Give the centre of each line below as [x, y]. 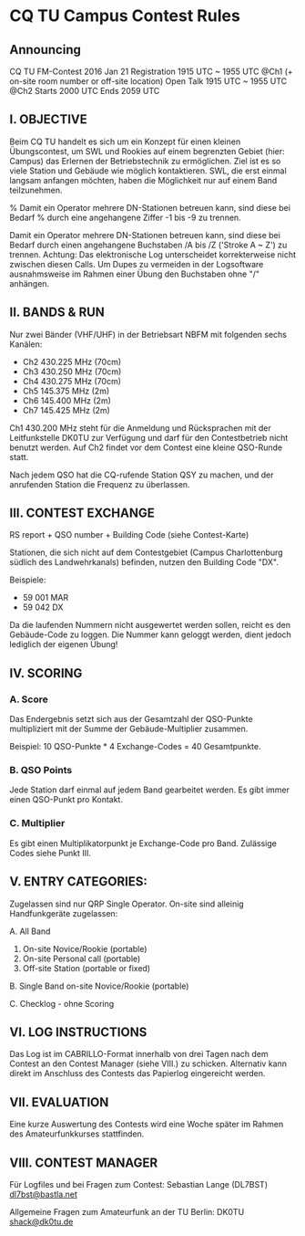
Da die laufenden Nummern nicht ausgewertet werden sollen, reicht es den [150, 625]
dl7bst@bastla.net [43, 1194]
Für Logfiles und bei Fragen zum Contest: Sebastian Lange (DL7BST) [139, 1184]
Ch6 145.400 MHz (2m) [67, 400]
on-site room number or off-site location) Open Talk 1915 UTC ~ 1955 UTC [148, 81]
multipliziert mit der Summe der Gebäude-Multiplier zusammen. [129, 729]
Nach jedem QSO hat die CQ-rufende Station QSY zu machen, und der [142, 475]
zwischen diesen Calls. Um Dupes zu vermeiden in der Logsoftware [137, 264]
